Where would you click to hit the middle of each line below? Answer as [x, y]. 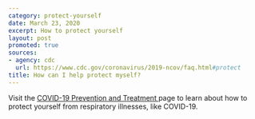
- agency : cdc [32, 61]
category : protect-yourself [55, 16]
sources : [23, 53]
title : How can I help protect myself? [75, 75]
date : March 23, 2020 [44, 23]
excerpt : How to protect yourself [66, 30]
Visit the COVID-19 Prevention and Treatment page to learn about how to [128, 97]
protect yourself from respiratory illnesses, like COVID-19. [103, 106]
